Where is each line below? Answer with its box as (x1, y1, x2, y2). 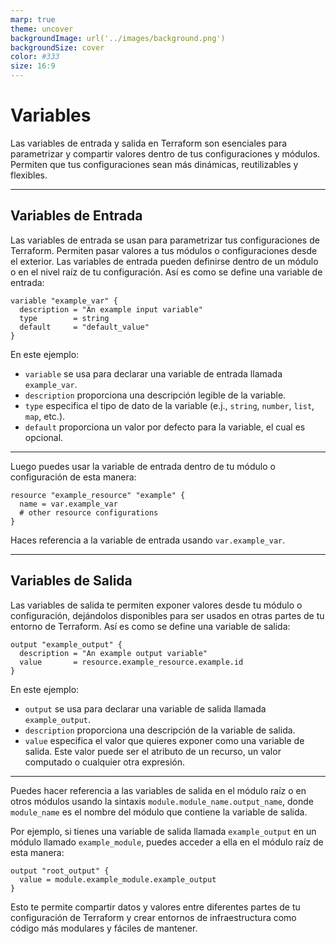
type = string (19, 313, 110, 323)
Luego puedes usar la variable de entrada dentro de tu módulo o (10, 460, 276, 472)
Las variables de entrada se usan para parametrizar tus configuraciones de (10, 234, 320, 246)
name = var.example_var (19, 499, 118, 509)
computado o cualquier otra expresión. (24, 756, 185, 768)
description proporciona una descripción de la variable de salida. (24, 724, 296, 736)
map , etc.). (24, 410, 66, 422)
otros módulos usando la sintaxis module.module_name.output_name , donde (10, 795, 314, 807)
